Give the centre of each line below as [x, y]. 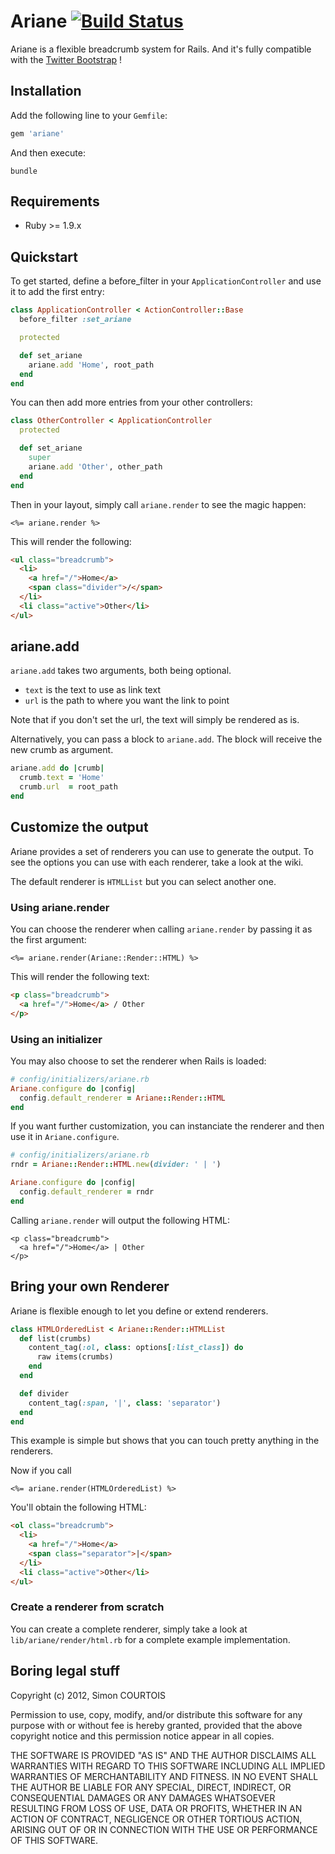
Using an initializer [56, 1039]
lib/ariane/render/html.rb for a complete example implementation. [150, 1639]
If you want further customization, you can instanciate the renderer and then [167, 1126]
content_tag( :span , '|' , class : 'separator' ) [125, 1403]
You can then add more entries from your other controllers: [131, 402]
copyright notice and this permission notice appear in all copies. [142, 1736]
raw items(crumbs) [75, 1357]
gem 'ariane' [37, 133]
